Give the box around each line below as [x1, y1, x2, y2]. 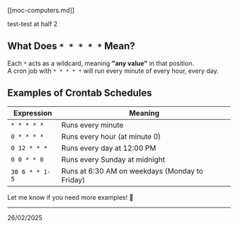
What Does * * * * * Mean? [7, 40, 135, 52]
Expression [13, 108, 52, 118]
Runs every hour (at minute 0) [61, 131, 161, 141]
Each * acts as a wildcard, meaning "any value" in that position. [7, 59, 195, 67]
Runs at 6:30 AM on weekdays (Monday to [61, 166, 203, 176]
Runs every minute [61, 120, 124, 130]
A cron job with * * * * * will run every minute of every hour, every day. [7, 67, 219, 75]
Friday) [61, 175, 85, 185]
